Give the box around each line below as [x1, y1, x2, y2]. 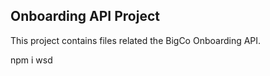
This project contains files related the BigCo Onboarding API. [10, 34, 262, 46]
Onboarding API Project [10, 8, 160, 25]
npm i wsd [10, 54, 53, 66]
